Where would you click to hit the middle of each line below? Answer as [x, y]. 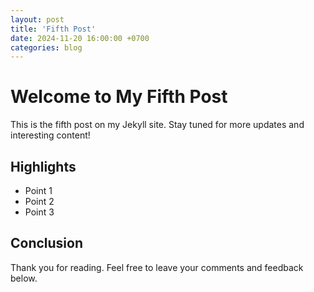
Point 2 [39, 201]
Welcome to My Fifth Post [119, 97]
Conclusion [47, 243]
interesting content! [50, 135]
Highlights [43, 166]
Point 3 [39, 212]
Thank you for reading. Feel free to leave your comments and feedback [157, 267]
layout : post [37, 19]
